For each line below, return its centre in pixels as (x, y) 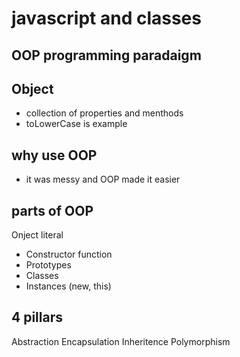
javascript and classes (106, 18)
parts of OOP (52, 210)
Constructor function (69, 254)
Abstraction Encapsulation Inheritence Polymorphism (121, 341)
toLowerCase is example (76, 124)
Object (32, 88)
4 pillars (37, 317)
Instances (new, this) (68, 286)
